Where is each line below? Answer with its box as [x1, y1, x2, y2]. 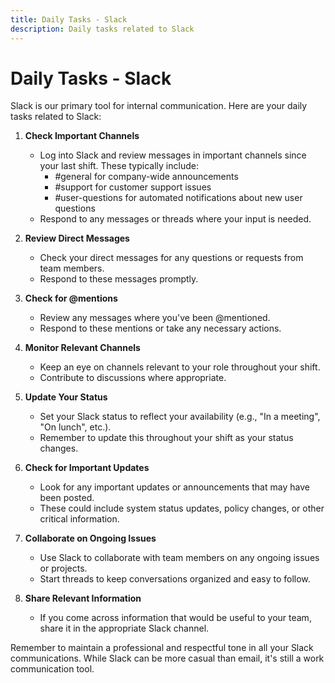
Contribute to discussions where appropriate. [39, 372, 227, 384]
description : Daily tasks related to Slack [10, 24, 195, 34]
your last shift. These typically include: [39, 160, 199, 172]
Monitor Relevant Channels [24, 342, 141, 354]
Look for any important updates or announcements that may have [39, 481, 310, 493]
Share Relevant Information [24, 592, 142, 605]
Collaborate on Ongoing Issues [24, 532, 157, 545]
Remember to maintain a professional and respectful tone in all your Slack [10, 642, 314, 654]
